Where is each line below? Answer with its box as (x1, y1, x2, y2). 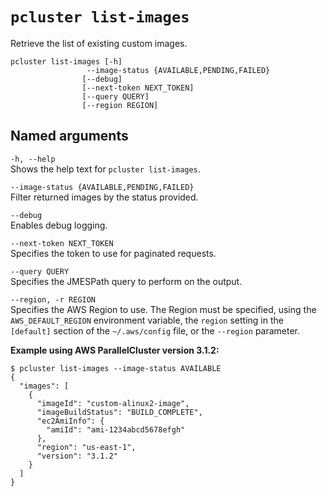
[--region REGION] (81, 100, 159, 110)
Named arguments (10, 128, 129, 145)
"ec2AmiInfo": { (36, 416, 105, 426)
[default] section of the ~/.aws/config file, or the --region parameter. (10, 324, 301, 337)
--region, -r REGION (10, 294, 97, 305)
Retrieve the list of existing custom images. (10, 37, 188, 49)
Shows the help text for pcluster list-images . (10, 163, 201, 175)
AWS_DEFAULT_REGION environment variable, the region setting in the (10, 314, 284, 326)
